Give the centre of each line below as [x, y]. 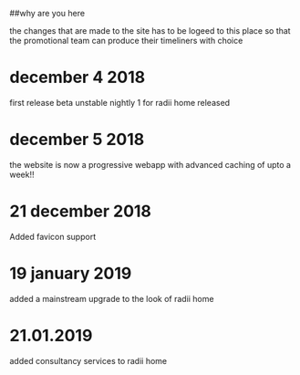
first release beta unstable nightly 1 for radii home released [120, 102]
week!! [22, 174]
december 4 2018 [78, 78]
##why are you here [47, 13]
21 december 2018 [81, 211]
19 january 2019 [71, 274]
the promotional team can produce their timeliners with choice [126, 41]
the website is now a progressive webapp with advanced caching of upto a [150, 164]
